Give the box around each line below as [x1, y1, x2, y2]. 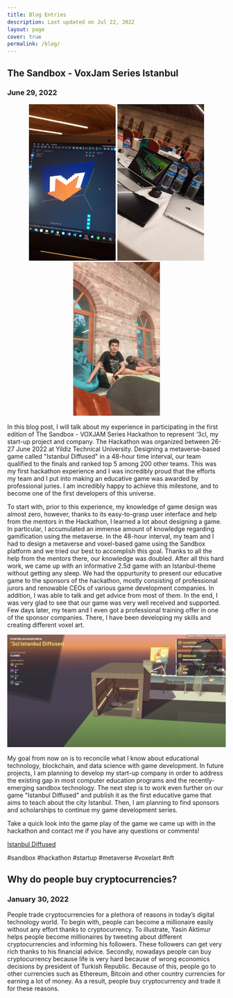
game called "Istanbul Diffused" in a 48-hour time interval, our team [7, 452, 201, 461]
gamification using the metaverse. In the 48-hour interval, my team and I [7, 532, 214, 541]
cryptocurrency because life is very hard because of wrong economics [7, 954, 210, 963]
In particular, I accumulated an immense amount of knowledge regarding [7, 525, 215, 533]
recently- [188, 776, 215, 785]
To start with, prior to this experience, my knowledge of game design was [7, 502, 218, 511]
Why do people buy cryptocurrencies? [7, 874, 178, 885]
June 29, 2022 [7, 88, 58, 97]
